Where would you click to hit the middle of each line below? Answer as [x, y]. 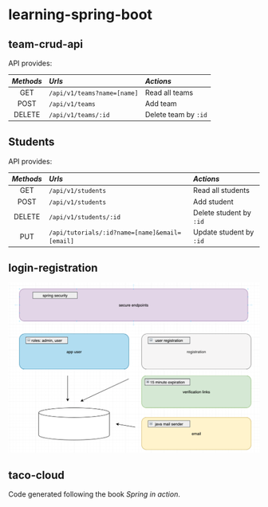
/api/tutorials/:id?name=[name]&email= [115, 233]
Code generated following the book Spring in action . [95, 494]
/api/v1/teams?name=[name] [94, 93]
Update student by [223, 232]
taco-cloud [37, 475]
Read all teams [169, 92]
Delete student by [222, 212]
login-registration [53, 267]
